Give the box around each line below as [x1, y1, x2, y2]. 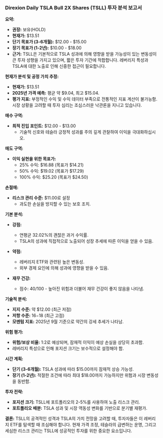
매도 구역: [5, 145, 23, 152]
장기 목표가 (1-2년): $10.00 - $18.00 [12, 45, 82, 51]
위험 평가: [5, 329, 23, 335]
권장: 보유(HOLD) [12, 27, 46, 33]
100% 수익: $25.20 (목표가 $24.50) [19, 174, 89, 180]
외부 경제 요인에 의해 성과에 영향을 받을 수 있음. [19, 265, 109, 271]
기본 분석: [5, 211, 23, 218]
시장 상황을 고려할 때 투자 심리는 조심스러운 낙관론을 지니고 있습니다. [12, 102, 142, 108]
